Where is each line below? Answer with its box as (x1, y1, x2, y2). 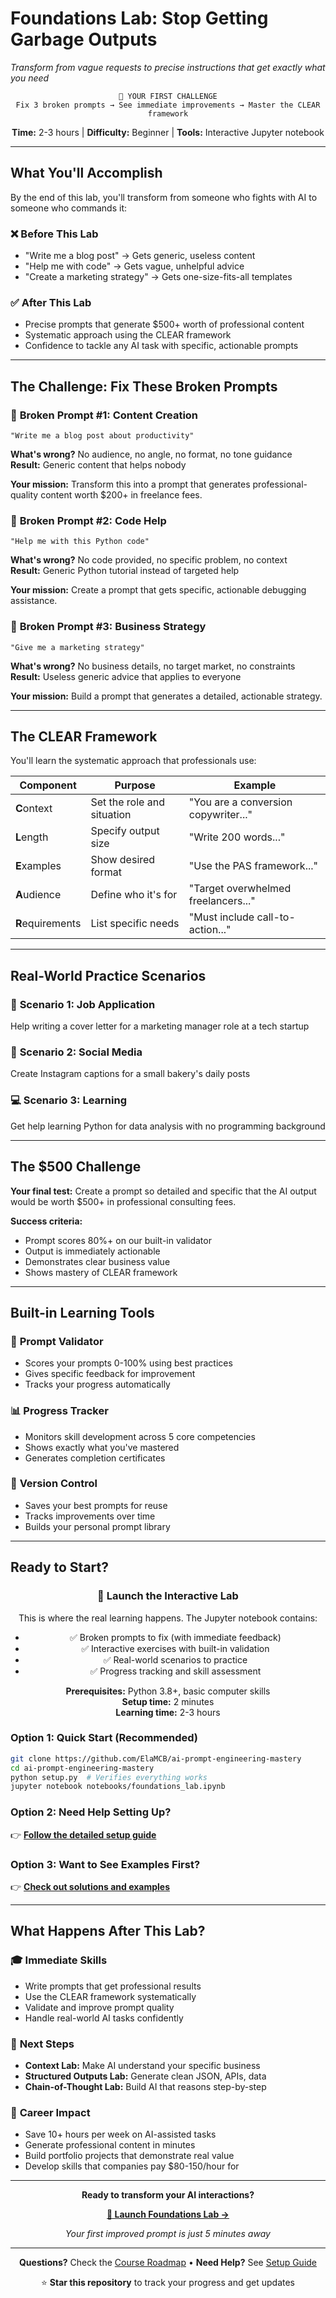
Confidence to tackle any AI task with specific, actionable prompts (24, 340, 299, 352)
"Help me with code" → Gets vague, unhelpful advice (24, 260, 245, 272)
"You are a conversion (188, 795, 293, 809)
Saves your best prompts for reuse (24, 1499, 168, 1511)
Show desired (90, 853, 156, 867)
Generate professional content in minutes (24, 2139, 196, 2151)
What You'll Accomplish (10, 165, 163, 182)
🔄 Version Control (10, 1477, 98, 1491)
